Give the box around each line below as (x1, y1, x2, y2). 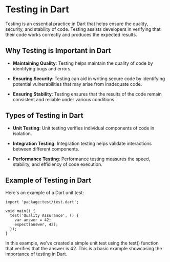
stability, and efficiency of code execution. (12, 161, 102, 167)
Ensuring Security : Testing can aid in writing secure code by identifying (12, 76, 165, 82)
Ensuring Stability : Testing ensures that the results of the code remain (12, 91, 162, 97)
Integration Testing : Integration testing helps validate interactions (12, 140, 152, 146)
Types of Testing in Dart (5, 111, 83, 120)
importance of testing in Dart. (5, 251, 68, 257)
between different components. (12, 145, 79, 152)
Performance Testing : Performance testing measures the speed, (12, 156, 151, 162)
